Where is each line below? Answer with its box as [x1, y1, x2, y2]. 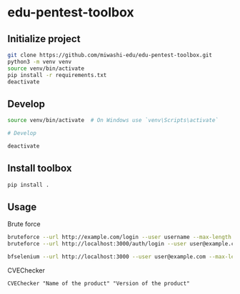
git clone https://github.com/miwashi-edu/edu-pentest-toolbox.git [7, 51, 213, 59]
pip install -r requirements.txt [7, 71, 107, 78]
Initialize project [7, 33, 81, 45]
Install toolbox [7, 162, 72, 175]
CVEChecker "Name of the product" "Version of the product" [7, 280, 191, 287]
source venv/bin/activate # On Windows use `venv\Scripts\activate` [7, 117, 219, 124]
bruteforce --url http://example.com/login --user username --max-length [7, 233, 232, 241]
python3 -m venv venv [7, 58, 72, 65]
